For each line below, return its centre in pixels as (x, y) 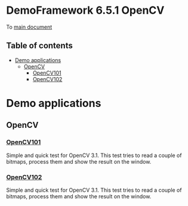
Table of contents (39, 46)
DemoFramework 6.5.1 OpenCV (85, 10)
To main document (29, 27)
